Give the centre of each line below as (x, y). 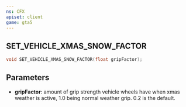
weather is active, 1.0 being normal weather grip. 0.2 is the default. (95, 98)
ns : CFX (15, 11)
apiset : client (25, 17)
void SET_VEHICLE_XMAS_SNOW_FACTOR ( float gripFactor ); (74, 60)
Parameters (28, 77)
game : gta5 (19, 22)
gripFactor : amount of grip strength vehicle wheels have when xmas (97, 92)
